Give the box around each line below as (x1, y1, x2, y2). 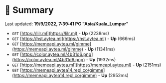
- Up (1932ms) (86, 56, 116, 62)
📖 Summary (4, 4, 54, 16)
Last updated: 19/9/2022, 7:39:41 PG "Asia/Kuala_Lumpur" (4, 21, 129, 27)
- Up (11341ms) (84, 46, 115, 52)
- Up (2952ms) (98, 72, 129, 78)
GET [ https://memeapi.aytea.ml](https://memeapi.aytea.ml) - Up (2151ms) (11, 62, 162, 68)
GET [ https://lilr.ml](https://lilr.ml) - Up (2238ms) (11, 30, 109, 36)
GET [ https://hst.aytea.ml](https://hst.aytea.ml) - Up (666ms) (11, 36, 136, 41)
